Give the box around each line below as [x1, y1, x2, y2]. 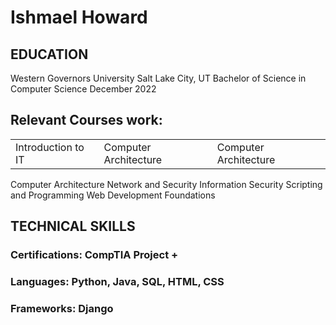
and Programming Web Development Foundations [10, 189, 216, 201]
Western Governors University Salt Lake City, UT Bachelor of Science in [10, 72, 307, 84]
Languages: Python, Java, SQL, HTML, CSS [10, 275, 225, 289]
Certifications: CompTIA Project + [10, 248, 179, 262]
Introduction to [15, 140, 85, 154]
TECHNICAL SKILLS [10, 218, 136, 235]
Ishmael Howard [10, 6, 148, 29]
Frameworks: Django [10, 301, 114, 315]
